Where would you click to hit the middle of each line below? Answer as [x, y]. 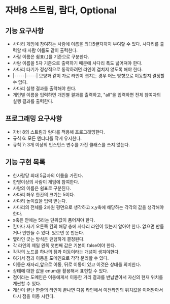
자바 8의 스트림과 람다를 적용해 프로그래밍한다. [59, 132]
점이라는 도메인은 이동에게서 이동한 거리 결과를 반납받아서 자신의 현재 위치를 [88, 277]
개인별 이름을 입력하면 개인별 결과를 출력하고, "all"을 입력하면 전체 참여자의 [87, 95]
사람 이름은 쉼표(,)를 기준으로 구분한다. [51, 57]
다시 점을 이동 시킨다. [33, 296]
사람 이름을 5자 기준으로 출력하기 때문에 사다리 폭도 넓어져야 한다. [78, 63]
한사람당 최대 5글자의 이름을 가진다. [48, 175]
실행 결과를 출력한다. [33, 101]
